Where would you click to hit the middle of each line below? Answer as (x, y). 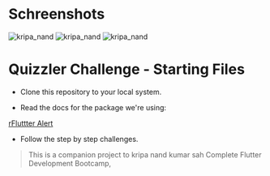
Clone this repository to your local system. (91, 92)
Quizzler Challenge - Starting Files (127, 69)
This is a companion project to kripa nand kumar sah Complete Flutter (145, 154)
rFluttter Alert (31, 123)
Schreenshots (57, 14)
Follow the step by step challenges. (79, 139)
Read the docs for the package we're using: (93, 107)
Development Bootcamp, (70, 163)
